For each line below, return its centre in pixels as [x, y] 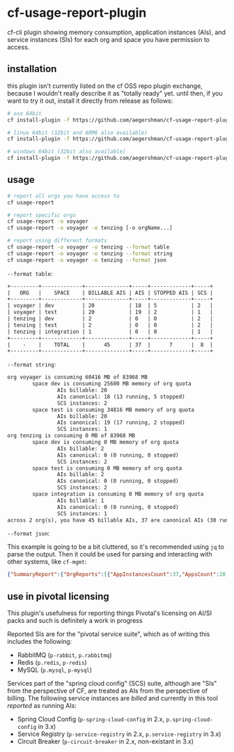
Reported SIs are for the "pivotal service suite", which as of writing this [109, 634]
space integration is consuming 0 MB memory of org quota [118, 494]
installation [32, 69]
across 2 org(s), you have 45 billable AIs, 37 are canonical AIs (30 [112, 520]
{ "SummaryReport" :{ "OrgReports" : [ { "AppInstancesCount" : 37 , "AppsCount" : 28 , [118, 575]
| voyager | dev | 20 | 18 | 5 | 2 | [110, 306]
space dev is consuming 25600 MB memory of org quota [112, 384]
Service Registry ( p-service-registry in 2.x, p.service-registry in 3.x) [119, 734]
